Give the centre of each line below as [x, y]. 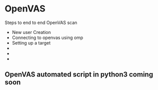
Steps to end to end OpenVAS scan [41, 22]
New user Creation [31, 32]
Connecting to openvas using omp [47, 37]
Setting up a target [31, 42]
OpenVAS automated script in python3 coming [79, 75]
